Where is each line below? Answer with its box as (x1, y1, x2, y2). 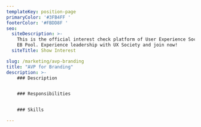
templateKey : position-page (6, 8, 77, 15)
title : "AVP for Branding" (6, 64, 74, 70)
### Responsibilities (17, 91, 71, 97)
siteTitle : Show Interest (11, 48, 77, 54)
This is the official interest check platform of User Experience (17, 36, 186, 42)
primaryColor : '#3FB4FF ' (6, 14, 71, 20)
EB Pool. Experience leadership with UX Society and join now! (17, 42, 178, 48)
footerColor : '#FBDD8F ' (6, 20, 68, 26)
